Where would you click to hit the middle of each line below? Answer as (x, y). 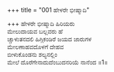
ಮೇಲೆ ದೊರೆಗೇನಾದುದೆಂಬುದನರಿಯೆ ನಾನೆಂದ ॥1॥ (58, 62)
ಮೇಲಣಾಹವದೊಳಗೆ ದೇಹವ (36, 47)
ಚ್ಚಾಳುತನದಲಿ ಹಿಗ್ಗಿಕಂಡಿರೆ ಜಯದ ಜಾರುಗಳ (49, 39)
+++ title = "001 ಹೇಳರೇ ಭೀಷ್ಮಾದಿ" (48, 10)
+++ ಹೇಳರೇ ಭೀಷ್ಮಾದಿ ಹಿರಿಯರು (41, 24)
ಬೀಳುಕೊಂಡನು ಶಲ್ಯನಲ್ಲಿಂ (32, 55)
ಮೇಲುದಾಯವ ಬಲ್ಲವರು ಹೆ (35, 31)
